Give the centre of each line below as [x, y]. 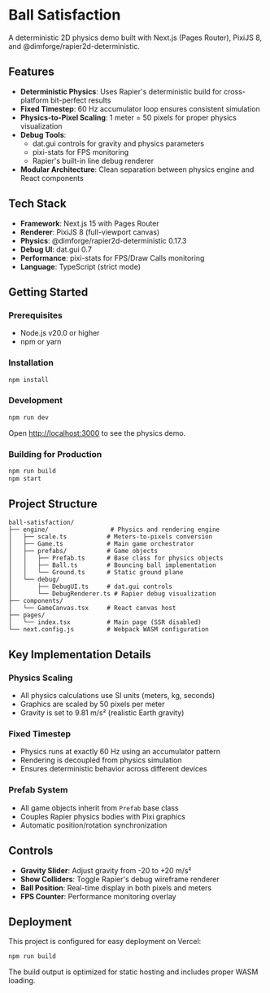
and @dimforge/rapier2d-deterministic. [74, 46]
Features [31, 72]
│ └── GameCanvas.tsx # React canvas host [92, 609]
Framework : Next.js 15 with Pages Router [90, 223]
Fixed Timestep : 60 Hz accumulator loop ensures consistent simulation [140, 108]
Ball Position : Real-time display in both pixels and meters [116, 888]
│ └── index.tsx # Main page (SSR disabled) [105, 622]
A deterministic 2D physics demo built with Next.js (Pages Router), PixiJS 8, [135, 37]
